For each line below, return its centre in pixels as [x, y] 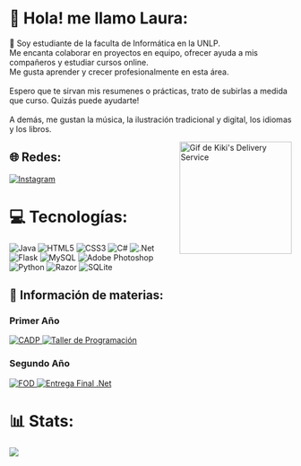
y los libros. [30, 128]
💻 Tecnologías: [69, 217]
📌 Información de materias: [86, 295]
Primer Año [34, 321]
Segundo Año [39, 364]
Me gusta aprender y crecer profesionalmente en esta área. [120, 72]
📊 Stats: [42, 421]
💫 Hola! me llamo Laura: [99, 18]
